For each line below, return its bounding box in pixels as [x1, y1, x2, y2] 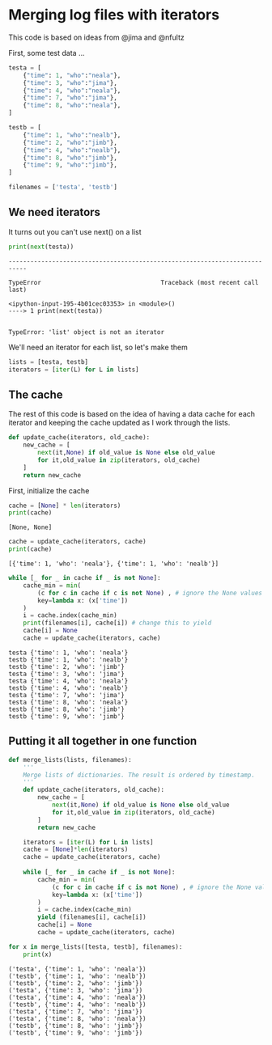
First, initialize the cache [8, 485, 90, 495]
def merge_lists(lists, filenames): [8, 755, 132, 764]
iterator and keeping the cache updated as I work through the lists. [8, 418, 231, 428]
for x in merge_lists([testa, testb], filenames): [8, 942, 183, 951]
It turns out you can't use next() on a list [8, 226, 142, 236]
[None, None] [8, 523, 53, 531]
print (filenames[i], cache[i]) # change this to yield [23, 619, 212, 628]
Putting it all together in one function [8, 734, 198, 748]
